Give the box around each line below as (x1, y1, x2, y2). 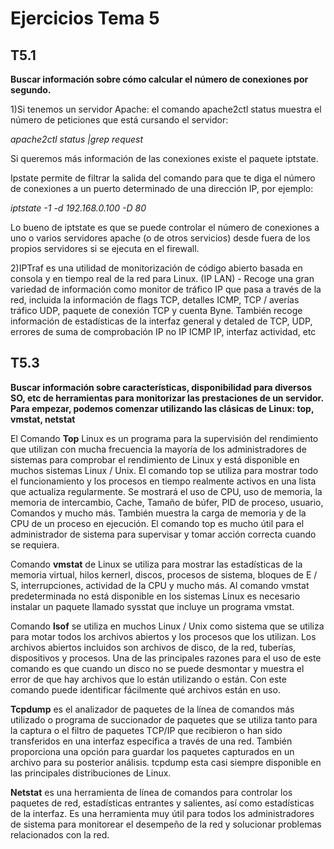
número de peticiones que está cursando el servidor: (10, 114, 229, 126)
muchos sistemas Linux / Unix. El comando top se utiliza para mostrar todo (10, 464, 319, 476)
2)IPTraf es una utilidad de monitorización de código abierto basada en (10, 262, 303, 274)
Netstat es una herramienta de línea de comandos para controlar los (10, 786, 293, 798)
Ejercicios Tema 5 (10, 7, 160, 30)
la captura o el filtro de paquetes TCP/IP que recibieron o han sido (10, 724, 283, 736)
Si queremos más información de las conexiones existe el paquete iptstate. (10, 153, 319, 164)
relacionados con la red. (10, 828, 110, 841)
